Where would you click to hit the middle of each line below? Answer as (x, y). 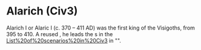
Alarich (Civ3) (42, 11)
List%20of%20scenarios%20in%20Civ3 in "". (64, 40)
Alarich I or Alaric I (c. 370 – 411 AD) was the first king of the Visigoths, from (101, 28)
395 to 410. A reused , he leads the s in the (60, 34)
